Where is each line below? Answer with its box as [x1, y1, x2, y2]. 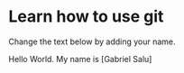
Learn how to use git [8, 6, 164, 27]
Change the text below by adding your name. [8, 36, 177, 47]
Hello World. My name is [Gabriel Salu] [8, 53, 152, 64]
